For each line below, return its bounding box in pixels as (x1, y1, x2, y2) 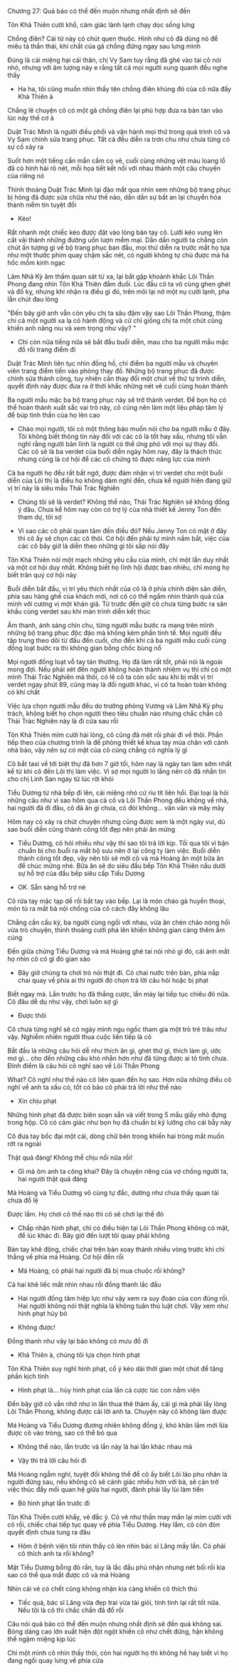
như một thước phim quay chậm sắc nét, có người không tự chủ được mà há (7, 251, 230, 259)
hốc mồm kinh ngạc (7, 259, 65, 267)
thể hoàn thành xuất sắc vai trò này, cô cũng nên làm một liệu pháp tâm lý (7, 403, 224, 411)
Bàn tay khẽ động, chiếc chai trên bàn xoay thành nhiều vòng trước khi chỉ (7, 1245, 225, 1254)
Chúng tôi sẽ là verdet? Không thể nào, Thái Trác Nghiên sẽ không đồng (17, 497, 230, 506)
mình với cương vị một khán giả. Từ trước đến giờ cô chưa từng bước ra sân (7, 599, 228, 608)
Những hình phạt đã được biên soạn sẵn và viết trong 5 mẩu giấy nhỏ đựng (7, 1110, 227, 1119)
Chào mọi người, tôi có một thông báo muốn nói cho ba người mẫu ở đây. (17, 425, 232, 433)
